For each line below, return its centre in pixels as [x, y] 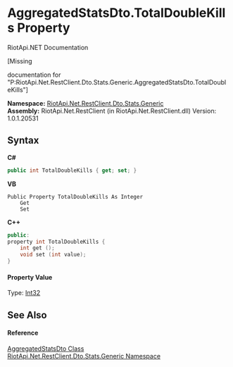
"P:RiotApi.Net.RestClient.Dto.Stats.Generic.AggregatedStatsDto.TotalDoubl [117, 82]
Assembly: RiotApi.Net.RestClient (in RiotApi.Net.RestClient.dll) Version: [112, 111]
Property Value [30, 277]
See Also [27, 315]
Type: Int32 [24, 293]
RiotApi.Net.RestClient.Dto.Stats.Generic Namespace [84, 356]
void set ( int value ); [53, 255]
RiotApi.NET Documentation [48, 47]
